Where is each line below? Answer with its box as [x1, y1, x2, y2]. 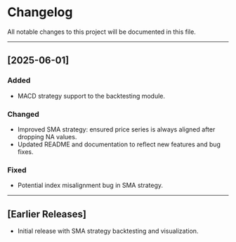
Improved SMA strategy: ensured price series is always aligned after [17, 125, 216, 134]
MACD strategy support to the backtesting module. [17, 91, 166, 100]
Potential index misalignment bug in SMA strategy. [17, 181, 164, 190]
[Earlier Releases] [7, 208, 86, 220]
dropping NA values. [17, 132, 77, 141]
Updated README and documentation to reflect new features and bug [17, 140, 221, 148]
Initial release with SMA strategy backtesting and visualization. [17, 227, 199, 236]
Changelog [7, 4, 73, 20]
